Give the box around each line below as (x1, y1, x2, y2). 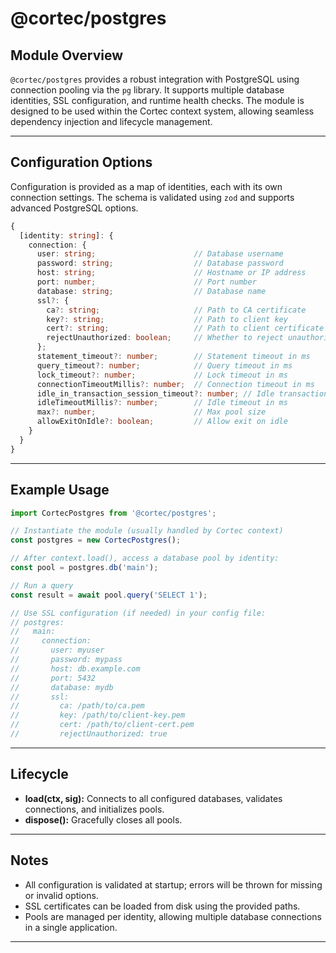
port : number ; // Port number (36, 277, 257, 287)
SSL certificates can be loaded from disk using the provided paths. (24, 900, 301, 912)
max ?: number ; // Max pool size (36, 407, 267, 417)
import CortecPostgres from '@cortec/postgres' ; (10, 508, 217, 518)
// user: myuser (10, 645, 105, 656)
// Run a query (10, 580, 74, 591)
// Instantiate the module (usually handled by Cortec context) (10, 526, 284, 536)
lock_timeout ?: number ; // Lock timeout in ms (36, 370, 288, 380)
